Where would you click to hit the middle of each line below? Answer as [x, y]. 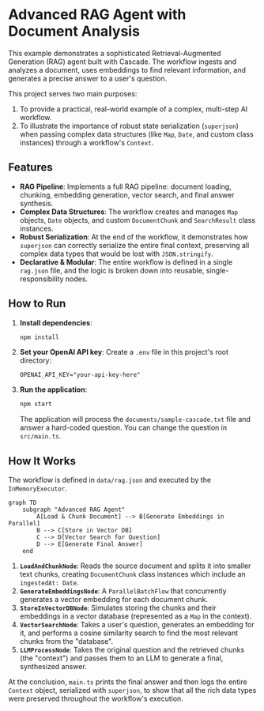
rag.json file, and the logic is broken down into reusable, [112, 270]
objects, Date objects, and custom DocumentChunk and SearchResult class [137, 220]
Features [30, 167]
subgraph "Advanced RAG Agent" [74, 510]
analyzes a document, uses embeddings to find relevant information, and [127, 70]
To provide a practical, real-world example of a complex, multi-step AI [134, 109]
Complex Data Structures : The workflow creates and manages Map [129, 212]
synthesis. [36, 203]
